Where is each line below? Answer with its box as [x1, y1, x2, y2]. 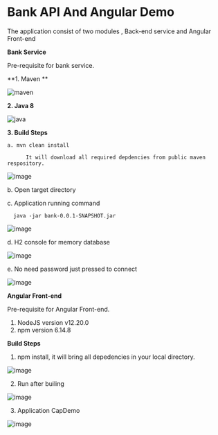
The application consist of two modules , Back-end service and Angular [7, 27, 212, 35]
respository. [7, 160, 45, 167]
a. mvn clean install [7, 141, 70, 149]
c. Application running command [7, 199, 100, 207]
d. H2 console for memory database [7, 238, 111, 246]
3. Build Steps [7, 128, 48, 136]
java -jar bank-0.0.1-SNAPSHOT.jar [13, 212, 116, 219]
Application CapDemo [17, 406, 80, 414]
